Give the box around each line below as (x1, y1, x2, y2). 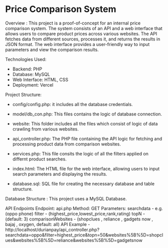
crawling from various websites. (12, 126, 79, 132)
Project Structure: (5, 91, 42, 97)
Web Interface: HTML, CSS (12, 76, 69, 82)
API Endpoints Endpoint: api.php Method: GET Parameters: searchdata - (5, 205, 154, 211)
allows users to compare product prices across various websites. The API (5, 30, 157, 36)
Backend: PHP (12, 66, 43, 72)
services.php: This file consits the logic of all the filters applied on (12, 150, 149, 156)
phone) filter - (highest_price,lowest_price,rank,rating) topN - (18, 210, 145, 216)
